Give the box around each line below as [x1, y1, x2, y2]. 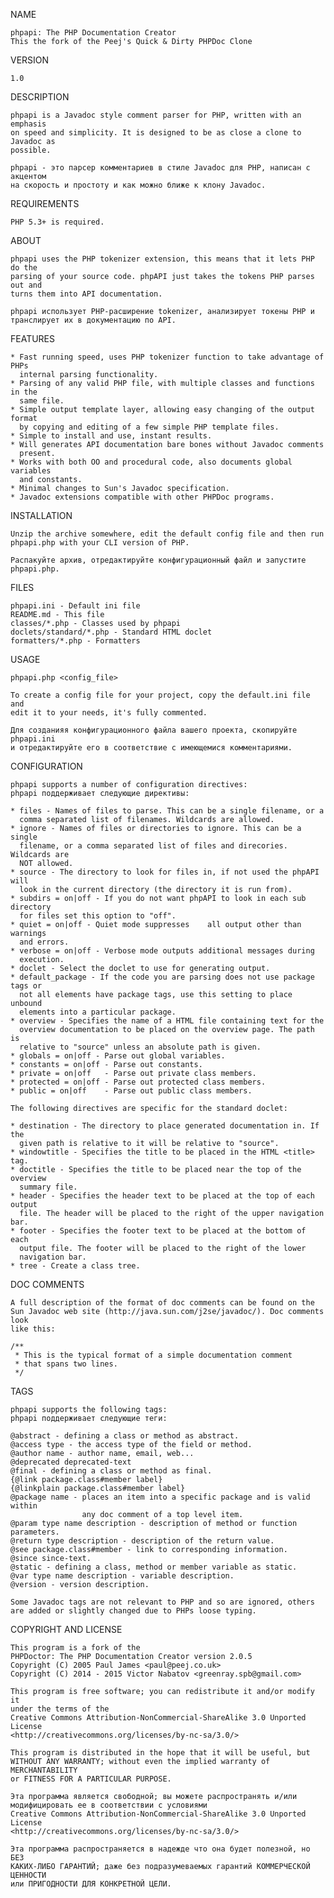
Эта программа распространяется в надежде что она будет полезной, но [10, 1844, 311, 1854]
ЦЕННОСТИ [10, 1870, 47, 1880]
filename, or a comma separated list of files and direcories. [19, 841, 288, 851]
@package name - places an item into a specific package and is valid [10, 1492, 311, 1502]
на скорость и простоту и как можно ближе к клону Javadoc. [10, 180, 267, 190]
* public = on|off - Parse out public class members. [10, 1086, 253, 1096]
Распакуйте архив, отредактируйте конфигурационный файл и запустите [10, 555, 307, 565]
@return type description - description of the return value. [10, 1536, 275, 1546]
